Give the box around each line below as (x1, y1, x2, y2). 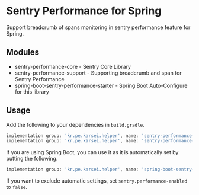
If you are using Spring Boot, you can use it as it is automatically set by (6, 149, 179, 156)
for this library (14, 88, 49, 95)
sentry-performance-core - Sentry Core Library (14, 63, 131, 70)
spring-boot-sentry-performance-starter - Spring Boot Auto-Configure (14, 82, 188, 89)
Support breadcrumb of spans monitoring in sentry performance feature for (6, 24, 191, 31)
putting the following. (6, 155, 58, 162)
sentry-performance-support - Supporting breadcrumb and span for (14, 69, 182, 76)
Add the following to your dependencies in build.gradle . (6, 121, 145, 128)
